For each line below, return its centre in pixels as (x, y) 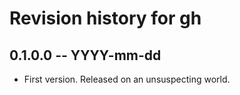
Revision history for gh (105, 18)
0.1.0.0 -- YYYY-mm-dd (85, 55)
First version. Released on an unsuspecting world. (127, 79)
